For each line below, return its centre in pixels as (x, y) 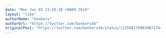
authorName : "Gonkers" (28, 19)
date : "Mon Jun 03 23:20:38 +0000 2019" (47, 10)
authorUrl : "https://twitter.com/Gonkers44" (52, 23)
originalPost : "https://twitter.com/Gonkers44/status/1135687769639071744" (85, 28)
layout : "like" (21, 14)
